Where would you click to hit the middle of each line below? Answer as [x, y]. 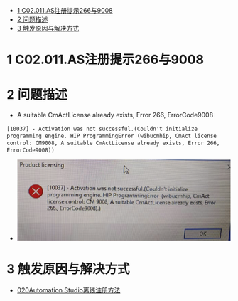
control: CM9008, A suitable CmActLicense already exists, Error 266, [113, 143]
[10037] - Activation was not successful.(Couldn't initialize [102, 129]
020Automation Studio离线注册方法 [69, 290]
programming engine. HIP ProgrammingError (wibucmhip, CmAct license [112, 136]
